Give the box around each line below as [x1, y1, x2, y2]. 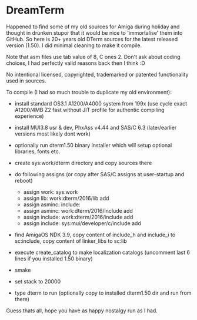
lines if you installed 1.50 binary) [14, 255, 93, 262]
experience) [14, 113, 44, 120]
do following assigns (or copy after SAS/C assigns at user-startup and [14, 170, 184, 177]
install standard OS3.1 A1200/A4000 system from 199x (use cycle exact [14, 100, 188, 107]
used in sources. [6, 77, 46, 84]
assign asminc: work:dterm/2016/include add [23, 207, 133, 214]
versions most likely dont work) [14, 130, 91, 137]
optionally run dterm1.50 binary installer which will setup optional [14, 141, 172, 149]
